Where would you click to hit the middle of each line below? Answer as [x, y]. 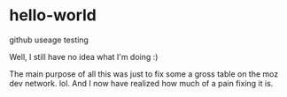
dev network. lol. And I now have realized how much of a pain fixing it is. [141, 83]
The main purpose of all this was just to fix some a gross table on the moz [144, 74]
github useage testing [49, 40]
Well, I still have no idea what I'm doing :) [84, 56]
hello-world [53, 15]
